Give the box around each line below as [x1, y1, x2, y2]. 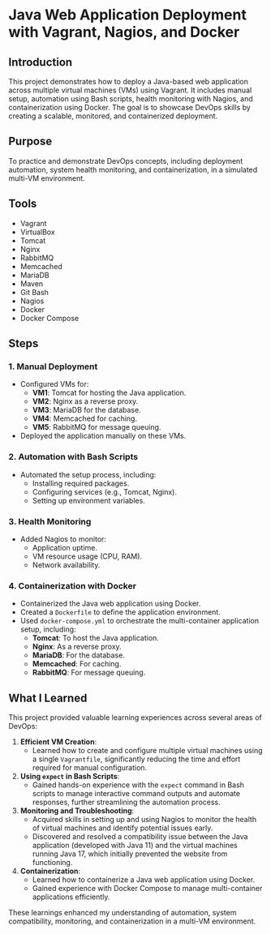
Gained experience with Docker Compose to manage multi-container [32, 884, 263, 893]
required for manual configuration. [32, 763, 148, 773]
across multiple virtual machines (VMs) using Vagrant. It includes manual [8, 85, 252, 95]
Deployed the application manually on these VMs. [19, 431, 187, 441]
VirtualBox [19, 227, 55, 237]
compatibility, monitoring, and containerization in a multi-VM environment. [8, 916, 256, 926]
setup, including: [19, 624, 76, 634]
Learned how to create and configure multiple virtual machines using [32, 746, 263, 756]
